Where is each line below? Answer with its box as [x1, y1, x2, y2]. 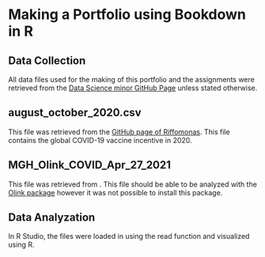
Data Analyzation [8, 211, 96, 225]
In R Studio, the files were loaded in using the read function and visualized [8, 232, 250, 241]
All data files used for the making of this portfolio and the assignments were [8, 75, 255, 84]
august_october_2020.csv [8, 106, 142, 119]
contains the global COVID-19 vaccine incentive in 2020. [8, 135, 192, 145]
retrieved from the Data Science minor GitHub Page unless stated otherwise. [8, 83, 258, 93]
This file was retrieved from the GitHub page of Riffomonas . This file [8, 127, 231, 136]
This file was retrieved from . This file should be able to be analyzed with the [8, 180, 257, 189]
